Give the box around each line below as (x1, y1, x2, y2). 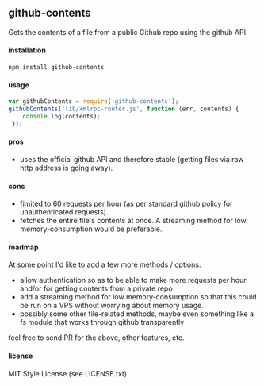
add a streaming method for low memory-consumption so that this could (19, 292, 257, 302)
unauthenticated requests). (19, 207, 109, 217)
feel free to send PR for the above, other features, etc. (8, 333, 185, 342)
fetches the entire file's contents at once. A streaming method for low (19, 216, 247, 226)
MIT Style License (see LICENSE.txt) (8, 369, 128, 378)
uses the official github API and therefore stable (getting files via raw (19, 154, 244, 164)
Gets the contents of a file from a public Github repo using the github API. (8, 27, 248, 37)
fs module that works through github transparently (19, 318, 185, 327)
